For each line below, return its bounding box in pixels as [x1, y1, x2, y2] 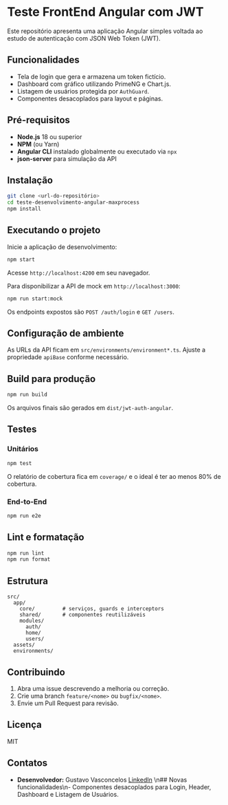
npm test [7, 460, 32, 466]
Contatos [7, 758, 48, 769]
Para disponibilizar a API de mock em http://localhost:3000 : [7, 281, 181, 290]
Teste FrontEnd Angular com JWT [7, 4, 204, 20]
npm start [7, 256, 36, 263]
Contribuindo [7, 666, 65, 678]
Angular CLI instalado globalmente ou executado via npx [16, 147, 177, 155]
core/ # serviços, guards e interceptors [19, 605, 165, 612]
